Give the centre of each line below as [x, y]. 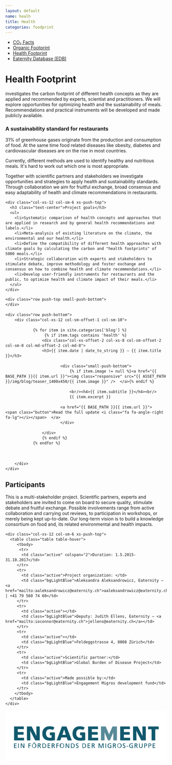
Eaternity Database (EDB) [39, 59]
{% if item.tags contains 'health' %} [85, 336]
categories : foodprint [29, 27]
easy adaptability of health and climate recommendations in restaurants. [81, 193]
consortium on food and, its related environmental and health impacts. [79, 524]
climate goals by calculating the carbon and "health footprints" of [81, 249]
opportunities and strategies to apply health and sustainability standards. [82, 182]
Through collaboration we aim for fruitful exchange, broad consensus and [83, 187]
